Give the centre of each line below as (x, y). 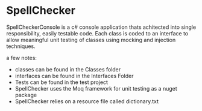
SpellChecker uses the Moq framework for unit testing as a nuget (96, 88)
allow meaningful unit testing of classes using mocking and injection (91, 40)
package (26, 95)
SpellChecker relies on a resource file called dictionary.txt (87, 101)
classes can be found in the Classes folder (68, 69)
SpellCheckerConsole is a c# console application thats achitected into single (101, 27)
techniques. (21, 46)
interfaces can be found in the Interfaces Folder (74, 76)
